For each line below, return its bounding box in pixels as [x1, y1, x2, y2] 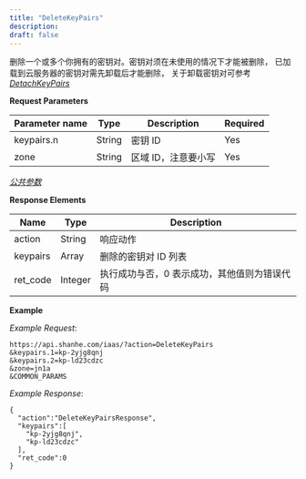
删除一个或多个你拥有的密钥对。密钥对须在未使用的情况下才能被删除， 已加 [9, 56, 291, 67]
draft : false [9, 30, 59, 39]
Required [224, 117, 265, 130]
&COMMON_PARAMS [9, 372, 67, 382]
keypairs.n [14, 134, 59, 147]
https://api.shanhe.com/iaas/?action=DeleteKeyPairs [9, 341, 214, 350]
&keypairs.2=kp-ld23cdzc [9, 356, 104, 365]
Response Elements [9, 195, 87, 206]
